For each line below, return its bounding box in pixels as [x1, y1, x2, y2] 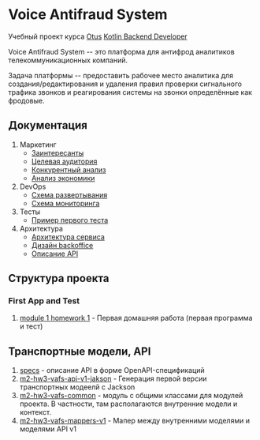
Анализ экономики [31, 173, 95, 182]
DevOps [19, 182, 46, 191]
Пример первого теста [31, 215, 109, 224]
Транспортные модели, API [8, 344, 151, 358]
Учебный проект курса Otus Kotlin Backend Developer [8, 32, 188, 41]
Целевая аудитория [31, 156, 98, 166]
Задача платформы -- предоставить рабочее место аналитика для [8, 70, 234, 80]
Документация [8, 118, 88, 132]
